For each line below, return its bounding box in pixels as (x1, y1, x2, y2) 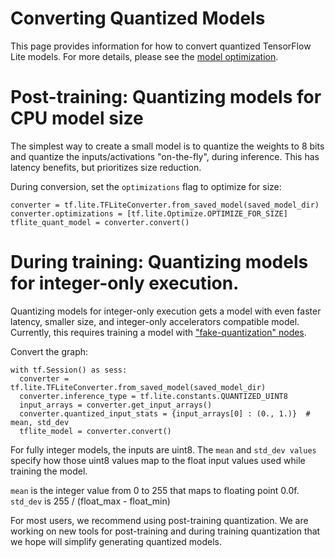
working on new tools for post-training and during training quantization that (10, 525, 321, 537)
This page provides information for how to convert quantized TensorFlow (10, 40, 312, 52)
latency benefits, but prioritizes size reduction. (10, 161, 202, 173)
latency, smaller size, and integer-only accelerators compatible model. (10, 315, 300, 327)
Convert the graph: (10, 345, 89, 357)
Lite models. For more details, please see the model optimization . (10, 50, 279, 62)
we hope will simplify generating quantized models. (10, 535, 223, 547)
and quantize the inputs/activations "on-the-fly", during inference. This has (10, 150, 320, 162)
